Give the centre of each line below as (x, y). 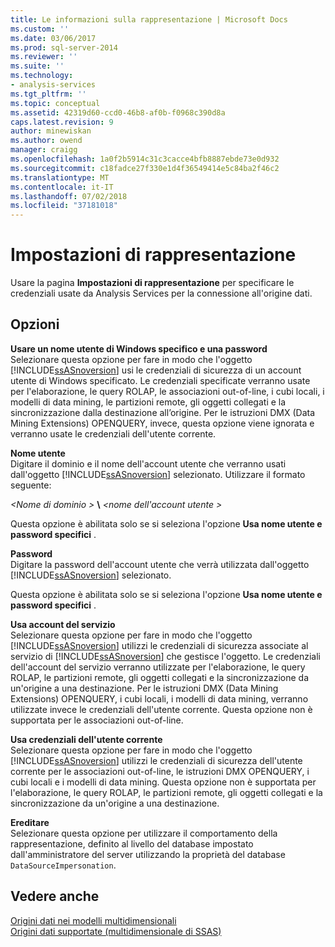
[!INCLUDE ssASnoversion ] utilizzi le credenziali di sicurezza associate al (159, 645)
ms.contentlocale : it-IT (62, 187)
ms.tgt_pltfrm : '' (48, 94)
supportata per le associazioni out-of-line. (97, 720)
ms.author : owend (46, 141)
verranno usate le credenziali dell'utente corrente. (113, 433)
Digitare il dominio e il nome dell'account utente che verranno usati (148, 463)
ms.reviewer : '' (44, 57)
